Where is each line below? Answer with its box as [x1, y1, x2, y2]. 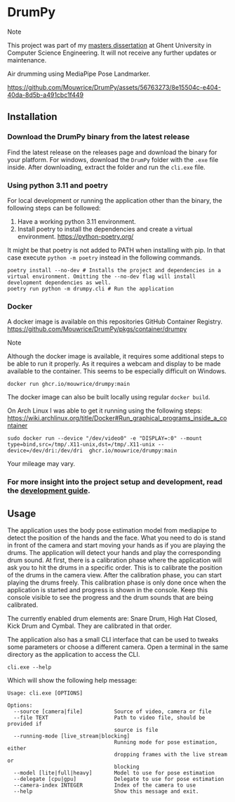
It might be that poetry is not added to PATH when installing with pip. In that [7, 246, 226, 254]
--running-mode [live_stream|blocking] [13, 733, 130, 740]
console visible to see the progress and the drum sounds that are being [7, 593, 214, 601]
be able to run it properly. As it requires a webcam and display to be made [7, 359, 221, 368]
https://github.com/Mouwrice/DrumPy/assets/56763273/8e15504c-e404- [7, 83, 221, 91]
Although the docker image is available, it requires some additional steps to [7, 352, 224, 361]
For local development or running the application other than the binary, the [7, 196, 222, 204]
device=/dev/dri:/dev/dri [7, 447, 83, 455]
